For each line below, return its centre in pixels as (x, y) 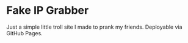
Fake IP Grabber (48, 10)
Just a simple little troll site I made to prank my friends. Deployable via (94, 27)
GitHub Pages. (24, 33)
